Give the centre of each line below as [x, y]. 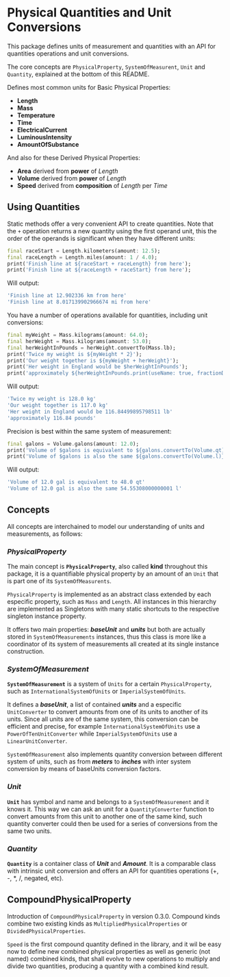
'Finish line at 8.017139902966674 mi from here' [79, 302]
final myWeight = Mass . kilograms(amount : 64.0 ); [78, 335]
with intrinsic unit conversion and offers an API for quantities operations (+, [113, 871]
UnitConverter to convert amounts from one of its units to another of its [108, 712]
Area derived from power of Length [67, 171]
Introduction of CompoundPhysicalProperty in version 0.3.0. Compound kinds [114, 916]
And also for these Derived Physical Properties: [74, 157]
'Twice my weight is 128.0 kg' [52, 399]
